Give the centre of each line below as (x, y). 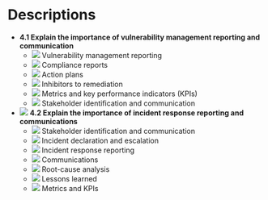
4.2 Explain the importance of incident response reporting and (137, 112)
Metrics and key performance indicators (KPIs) (119, 94)
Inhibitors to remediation (82, 84)
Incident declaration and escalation (100, 140)
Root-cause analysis (76, 169)
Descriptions (52, 15)
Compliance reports (75, 65)
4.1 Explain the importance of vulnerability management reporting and (140, 37)
